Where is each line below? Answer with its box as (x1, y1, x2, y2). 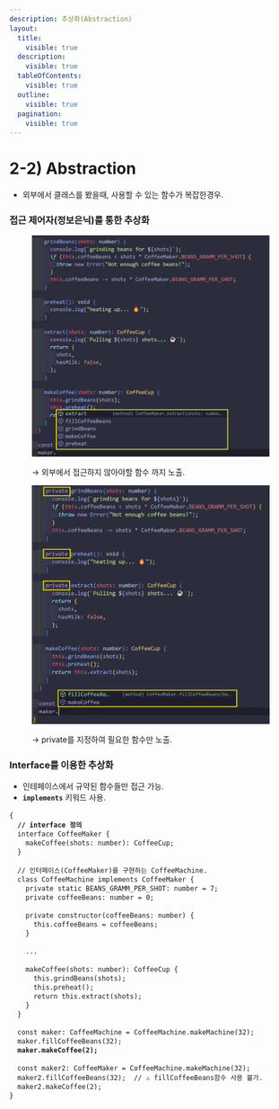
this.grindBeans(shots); (32, 974, 126, 983)
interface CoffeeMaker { (17, 830, 110, 839)
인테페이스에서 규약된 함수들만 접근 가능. (22, 781, 164, 792)
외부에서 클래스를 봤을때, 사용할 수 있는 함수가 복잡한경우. (22, 190, 224, 200)
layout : (9, 23, 39, 33)
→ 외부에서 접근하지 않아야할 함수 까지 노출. (31, 467, 186, 478)
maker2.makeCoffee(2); (17, 1083, 102, 1092)
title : (17, 33, 42, 42)
